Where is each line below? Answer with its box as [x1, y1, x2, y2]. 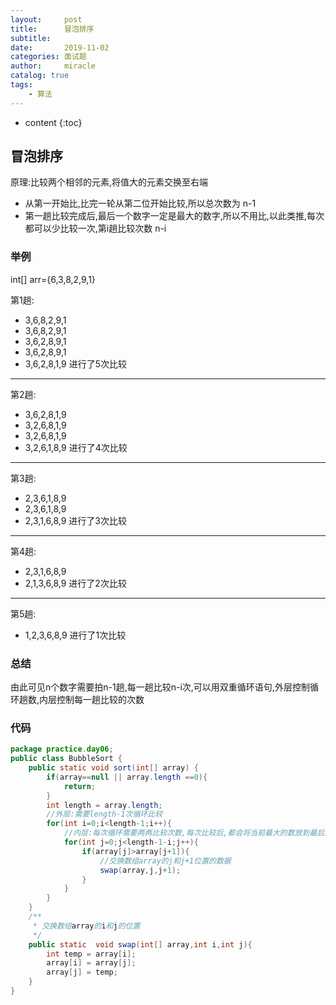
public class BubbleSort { [10, 754, 123, 764]
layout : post [10, 14, 83, 25]
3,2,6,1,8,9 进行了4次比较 [24, 441, 128, 453]
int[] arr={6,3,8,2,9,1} [10, 273, 96, 285]
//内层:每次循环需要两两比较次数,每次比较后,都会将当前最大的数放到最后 [63, 828, 325, 838]
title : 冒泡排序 [10, 24, 95, 34]
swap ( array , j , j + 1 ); [99, 865, 182, 875]
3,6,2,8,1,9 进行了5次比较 [24, 357, 128, 370]
